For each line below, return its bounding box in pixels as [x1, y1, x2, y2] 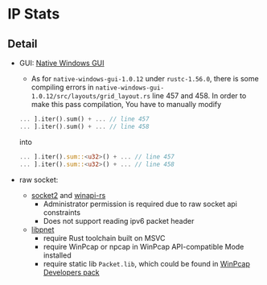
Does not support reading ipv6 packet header [43, 216, 195, 225]
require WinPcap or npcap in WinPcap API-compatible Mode [43, 242, 244, 251]
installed [43, 250, 72, 260]
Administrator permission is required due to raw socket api [43, 199, 238, 209]
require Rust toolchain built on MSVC [43, 233, 166, 242]
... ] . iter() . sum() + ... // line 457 [18, 115, 150, 123]
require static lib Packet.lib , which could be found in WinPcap [43, 258, 250, 268]
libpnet [31, 225, 55, 234]
